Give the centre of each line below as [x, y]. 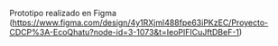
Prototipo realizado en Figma [63, 13]
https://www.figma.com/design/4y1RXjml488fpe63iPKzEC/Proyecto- [140, 23]
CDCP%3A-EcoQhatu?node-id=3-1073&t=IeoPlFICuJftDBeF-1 [125, 32]
